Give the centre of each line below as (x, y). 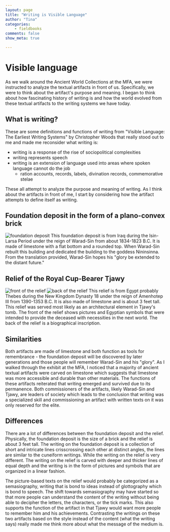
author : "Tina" (21, 19)
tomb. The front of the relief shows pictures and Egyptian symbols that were (85, 312)
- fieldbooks (28, 29)
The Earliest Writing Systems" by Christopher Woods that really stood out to (84, 137)
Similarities (24, 339)
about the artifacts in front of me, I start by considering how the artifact (80, 194)
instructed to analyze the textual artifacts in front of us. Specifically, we (80, 87)
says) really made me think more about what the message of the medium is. (84, 524)
